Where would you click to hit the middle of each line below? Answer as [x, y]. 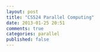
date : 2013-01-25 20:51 [36, 23]
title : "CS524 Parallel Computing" [50, 17]
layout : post [22, 12]
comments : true [25, 28]
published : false [28, 39]
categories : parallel [33, 34]
